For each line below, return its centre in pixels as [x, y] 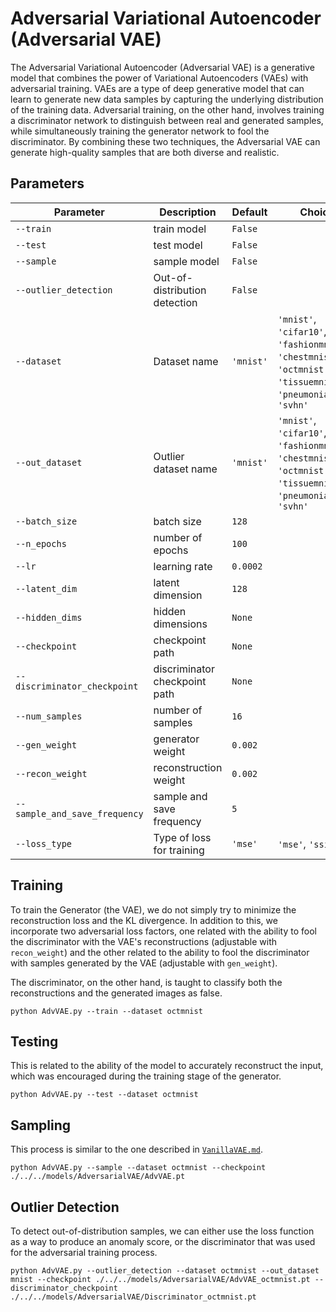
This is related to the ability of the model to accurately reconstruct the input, [167, 1066]
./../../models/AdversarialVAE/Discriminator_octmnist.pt [133, 1297]
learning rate [183, 566]
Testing [34, 1041]
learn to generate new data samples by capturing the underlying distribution [167, 99]
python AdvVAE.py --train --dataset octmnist [106, 1011]
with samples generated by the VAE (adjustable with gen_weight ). [144, 963]
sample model [186, 261]
